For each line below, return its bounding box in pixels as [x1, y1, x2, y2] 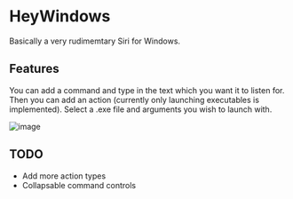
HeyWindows [9, 6, 111, 27]
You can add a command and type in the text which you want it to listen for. [9, 84, 285, 95]
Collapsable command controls [21, 179, 136, 190]
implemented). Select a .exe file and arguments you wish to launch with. [9, 104, 273, 115]
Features [9, 61, 59, 76]
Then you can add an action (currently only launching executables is [9, 94, 260, 105]
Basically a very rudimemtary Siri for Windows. [9, 36, 180, 46]
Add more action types [21, 171, 107, 181]
